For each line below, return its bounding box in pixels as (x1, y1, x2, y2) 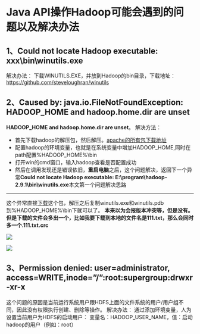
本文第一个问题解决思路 (68, 181, 127, 188)
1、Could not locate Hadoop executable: (6, 46, 158, 56)
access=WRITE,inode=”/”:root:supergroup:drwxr (6, 273, 193, 283)
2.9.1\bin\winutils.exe (14, 181, 70, 188)
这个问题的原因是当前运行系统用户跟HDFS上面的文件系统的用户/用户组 (6, 298, 179, 305)
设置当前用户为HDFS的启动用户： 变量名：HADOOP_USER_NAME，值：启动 (6, 313, 193, 320)
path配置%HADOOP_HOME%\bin (14, 151, 97, 158)
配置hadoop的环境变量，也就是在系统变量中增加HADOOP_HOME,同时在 (14, 143, 191, 151)
